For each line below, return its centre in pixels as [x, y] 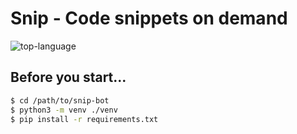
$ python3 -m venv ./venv [64, 110]
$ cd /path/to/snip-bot [60, 100]
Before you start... [68, 77]
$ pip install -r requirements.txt [84, 119]
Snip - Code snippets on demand [149, 18]
